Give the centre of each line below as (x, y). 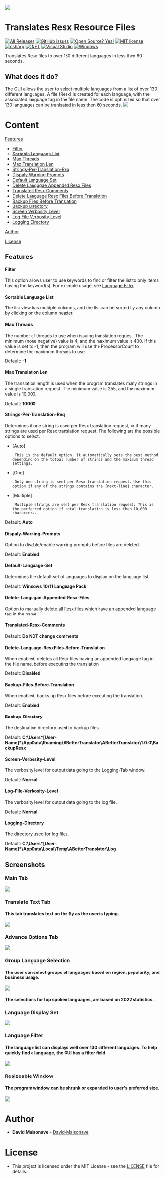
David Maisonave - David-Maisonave (50, 1132)
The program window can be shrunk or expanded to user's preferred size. (82, 1088)
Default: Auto (19, 522)
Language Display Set (32, 1012)
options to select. (23, 436)
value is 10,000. (21, 394)
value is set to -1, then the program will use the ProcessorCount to (72, 346)
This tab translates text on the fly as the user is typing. (62, 914)
